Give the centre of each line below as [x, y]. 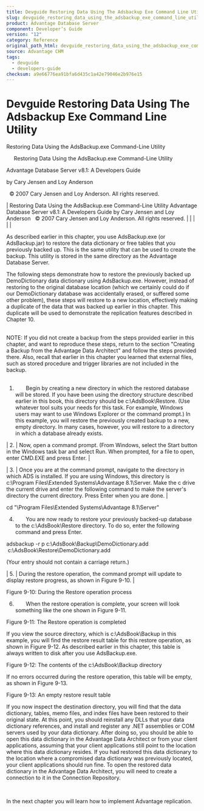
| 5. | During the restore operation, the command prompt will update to [94, 574]
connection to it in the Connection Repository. [64, 778]
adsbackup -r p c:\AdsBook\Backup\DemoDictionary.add [77, 544]
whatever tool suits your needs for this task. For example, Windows [99, 408]
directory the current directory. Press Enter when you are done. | [87, 496]
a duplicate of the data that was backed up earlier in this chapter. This [93, 307]
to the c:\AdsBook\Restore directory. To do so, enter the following [97, 525]
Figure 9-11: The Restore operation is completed [66, 622]
